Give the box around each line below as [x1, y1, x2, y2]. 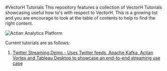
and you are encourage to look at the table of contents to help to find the [5, 15, 155, 21]
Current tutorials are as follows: [5, 40, 70, 46]
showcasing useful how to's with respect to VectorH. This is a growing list [5, 10, 158, 16]
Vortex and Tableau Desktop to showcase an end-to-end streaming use [12, 55, 160, 61]
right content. [5, 20, 34, 26]
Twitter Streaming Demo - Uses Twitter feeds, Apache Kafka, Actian [12, 50, 153, 55]
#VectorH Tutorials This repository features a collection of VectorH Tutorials [5, 5, 162, 10]
